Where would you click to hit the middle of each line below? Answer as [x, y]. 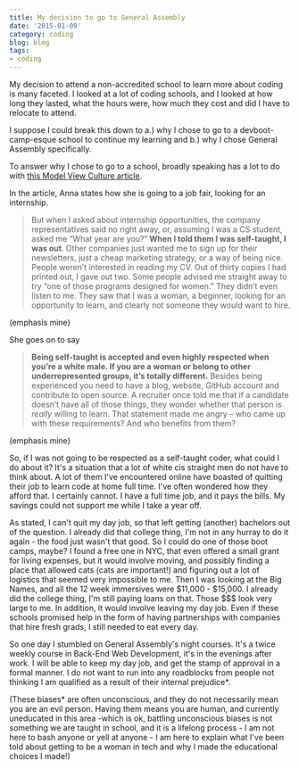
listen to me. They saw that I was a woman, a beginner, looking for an [158, 296]
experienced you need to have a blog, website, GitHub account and [155, 385]
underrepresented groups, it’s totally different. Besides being [147, 376]
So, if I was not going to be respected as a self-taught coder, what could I [144, 458]
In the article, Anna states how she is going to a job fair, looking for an [137, 193]
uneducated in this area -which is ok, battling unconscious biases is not [141, 718]
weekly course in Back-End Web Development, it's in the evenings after [141, 653]
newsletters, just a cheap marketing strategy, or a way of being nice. [157, 258]
